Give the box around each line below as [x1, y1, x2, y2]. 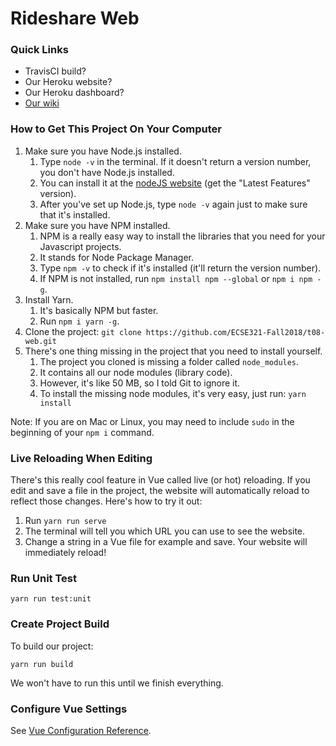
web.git [24, 336, 57, 346]
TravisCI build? [24, 65, 87, 77]
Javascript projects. [39, 240, 122, 252]
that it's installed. [39, 208, 111, 221]
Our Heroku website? [24, 76, 113, 88]
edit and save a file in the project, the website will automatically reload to [10, 485, 310, 497]
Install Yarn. [24, 293, 74, 306]
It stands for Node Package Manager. [39, 251, 194, 263]
